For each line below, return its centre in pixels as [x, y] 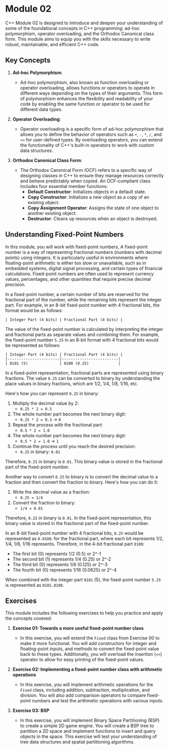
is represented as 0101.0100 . [35, 585]
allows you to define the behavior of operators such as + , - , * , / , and [91, 134]
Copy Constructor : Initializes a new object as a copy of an [88, 197]
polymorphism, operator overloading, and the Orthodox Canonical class [80, 33]
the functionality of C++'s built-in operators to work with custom [87, 145]
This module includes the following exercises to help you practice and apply [84, 613]
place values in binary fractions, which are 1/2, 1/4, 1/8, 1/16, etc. [72, 384]
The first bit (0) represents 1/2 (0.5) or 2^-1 [57, 553]
